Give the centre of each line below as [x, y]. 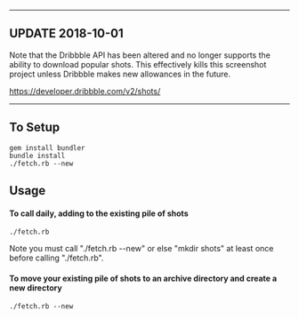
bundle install [37, 156]
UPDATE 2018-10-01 [67, 33]
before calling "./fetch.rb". [57, 258]
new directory [36, 287]
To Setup [35, 128]
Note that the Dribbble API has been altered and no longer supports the [140, 55]
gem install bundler [48, 148]
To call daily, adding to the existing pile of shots [99, 213]
